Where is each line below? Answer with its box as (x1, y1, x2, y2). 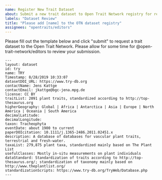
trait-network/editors (5, 49, 47, 55)
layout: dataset (5, 62, 38, 67)
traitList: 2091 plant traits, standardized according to (5, 96, 124, 101)
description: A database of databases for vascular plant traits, (5, 134, 141, 139)
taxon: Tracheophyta (5, 121, 47, 126)
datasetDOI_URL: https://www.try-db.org (5, 79, 88, 84)
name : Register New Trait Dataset (5, 7, 75, 12)
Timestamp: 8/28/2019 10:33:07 (5, 75, 68, 80)
